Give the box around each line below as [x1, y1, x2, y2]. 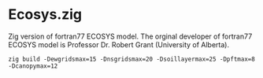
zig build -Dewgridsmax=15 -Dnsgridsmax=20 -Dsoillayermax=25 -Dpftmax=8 [8, 55, 256, 63]
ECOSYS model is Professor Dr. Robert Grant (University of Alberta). [8, 39, 230, 49]
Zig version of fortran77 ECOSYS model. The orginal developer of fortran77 [8, 32, 253, 41]
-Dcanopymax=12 [8, 61, 58, 70]
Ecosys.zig [8, 6, 83, 24]
